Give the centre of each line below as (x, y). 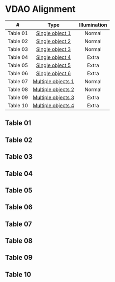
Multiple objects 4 (54, 105)
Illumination (93, 25)
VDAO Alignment (41, 9)
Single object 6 (54, 73)
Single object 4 (54, 57)
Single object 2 (54, 41)
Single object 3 (54, 49)
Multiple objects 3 (54, 97)
